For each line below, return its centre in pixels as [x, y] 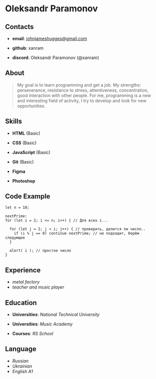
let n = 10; [17, 208]
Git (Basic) [23, 162]
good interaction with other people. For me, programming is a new [84, 95]
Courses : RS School [33, 334]
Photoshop [24, 181]
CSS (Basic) [24, 143]
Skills [13, 121]
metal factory [26, 282]
